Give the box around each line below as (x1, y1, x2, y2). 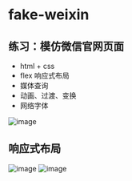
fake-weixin (8, 6, 90, 24)
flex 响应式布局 (19, 70, 70, 80)
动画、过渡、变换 (19, 90, 77, 100)
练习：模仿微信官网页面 (8, 39, 124, 53)
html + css (19, 62, 55, 70)
